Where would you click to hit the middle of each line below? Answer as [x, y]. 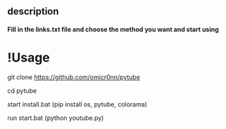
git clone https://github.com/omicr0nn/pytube [74, 77]
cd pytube [22, 90]
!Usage [29, 58]
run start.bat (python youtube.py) [56, 118]
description [33, 12]
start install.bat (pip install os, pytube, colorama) [77, 104]
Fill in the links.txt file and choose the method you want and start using [113, 29]
